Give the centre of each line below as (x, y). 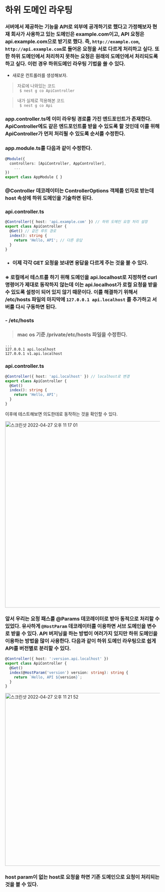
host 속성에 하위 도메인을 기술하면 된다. (49, 198)
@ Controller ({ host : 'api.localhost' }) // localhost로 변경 (68, 376)
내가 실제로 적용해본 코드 (41, 101)
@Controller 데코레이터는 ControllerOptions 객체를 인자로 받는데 (80, 191)
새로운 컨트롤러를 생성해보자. (40, 75)
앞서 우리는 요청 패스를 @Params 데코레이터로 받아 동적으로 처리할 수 (82, 618)
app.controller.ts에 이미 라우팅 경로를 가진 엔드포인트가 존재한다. (78, 119)
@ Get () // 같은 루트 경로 (33, 231)
